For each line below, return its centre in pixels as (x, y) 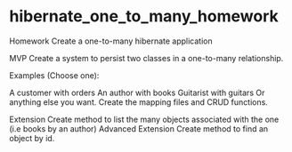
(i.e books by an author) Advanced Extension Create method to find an (139, 128)
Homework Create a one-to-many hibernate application (111, 41)
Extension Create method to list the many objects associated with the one (144, 119)
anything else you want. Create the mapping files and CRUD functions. (139, 102)
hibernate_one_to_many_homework (144, 16)
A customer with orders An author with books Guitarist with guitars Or (137, 92)
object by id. (32, 138)
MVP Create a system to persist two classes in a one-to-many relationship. (146, 58)
